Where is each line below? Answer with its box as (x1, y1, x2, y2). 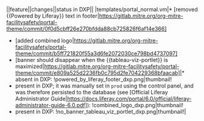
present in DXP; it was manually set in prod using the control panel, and (15, 82, 194, 89)
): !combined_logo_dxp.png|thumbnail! (86, 102, 184, 109)
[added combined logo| (15, 37, 74, 44)
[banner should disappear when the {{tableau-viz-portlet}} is (15, 57, 169, 63)
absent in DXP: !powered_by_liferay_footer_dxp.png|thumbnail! (15, 76, 172, 83)
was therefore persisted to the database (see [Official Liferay (15, 89, 169, 95)
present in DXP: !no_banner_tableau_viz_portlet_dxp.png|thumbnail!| (15, 108, 186, 115)
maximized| (15, 63, 44, 70)
